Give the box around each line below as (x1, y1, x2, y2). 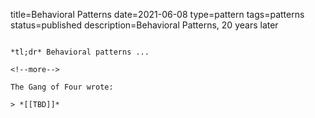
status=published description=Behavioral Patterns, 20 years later (10, 19, 279, 31)
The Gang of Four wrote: (10, 82, 114, 92)
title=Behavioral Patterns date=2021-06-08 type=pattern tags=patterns (10, 9, 305, 20)
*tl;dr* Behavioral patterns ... (10, 47, 150, 57)
